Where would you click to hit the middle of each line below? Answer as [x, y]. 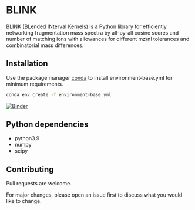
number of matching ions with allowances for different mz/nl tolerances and [98, 39]
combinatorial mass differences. [45, 45]
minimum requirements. [35, 84]
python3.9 [27, 138]
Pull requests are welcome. [39, 184]
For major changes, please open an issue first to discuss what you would [94, 195]
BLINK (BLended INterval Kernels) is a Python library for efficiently [87, 26]
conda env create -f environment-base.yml [59, 94]
